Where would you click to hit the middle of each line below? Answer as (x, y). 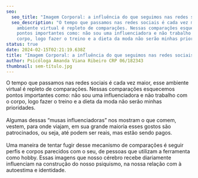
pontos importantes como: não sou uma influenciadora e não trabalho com (97, 95)
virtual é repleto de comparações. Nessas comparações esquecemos (90, 89)
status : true (22, 45)
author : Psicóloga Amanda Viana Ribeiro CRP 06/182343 (75, 61)
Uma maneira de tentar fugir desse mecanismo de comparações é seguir (95, 145)
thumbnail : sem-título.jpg (39, 66)
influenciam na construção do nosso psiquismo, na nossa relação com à (94, 164)
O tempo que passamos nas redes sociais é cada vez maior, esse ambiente (98, 83)
